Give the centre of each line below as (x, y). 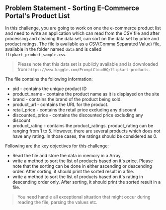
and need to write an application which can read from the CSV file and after (83, 33)
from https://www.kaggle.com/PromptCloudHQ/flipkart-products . (83, 69)
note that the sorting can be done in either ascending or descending (82, 166)
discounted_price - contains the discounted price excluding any (78, 115)
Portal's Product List (38, 16)
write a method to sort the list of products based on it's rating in (78, 177)
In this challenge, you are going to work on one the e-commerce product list (83, 28)
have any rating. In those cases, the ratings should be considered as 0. (85, 136)
